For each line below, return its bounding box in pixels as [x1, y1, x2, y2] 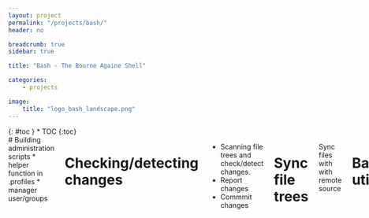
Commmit [220, 192, 252, 201]
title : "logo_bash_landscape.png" [22, 105, 136, 113]
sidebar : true [8, 48, 55, 56]
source [318, 183, 341, 193]
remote [318, 175, 342, 185]
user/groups [8, 194, 48, 203]
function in [8, 168, 43, 178]
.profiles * [8, 176, 41, 186]
